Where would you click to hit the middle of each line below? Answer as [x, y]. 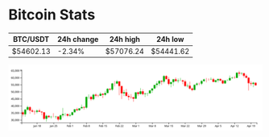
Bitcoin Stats [52, 15]
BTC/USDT [31, 39]
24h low [170, 39]
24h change [78, 39]
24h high [125, 39]
